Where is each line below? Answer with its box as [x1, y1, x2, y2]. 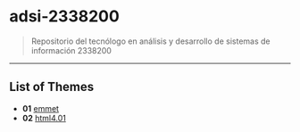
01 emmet [21, 103, 60, 113]
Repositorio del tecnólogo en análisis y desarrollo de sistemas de [30, 36, 271, 46]
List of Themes [9, 79, 95, 95]
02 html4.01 [21, 112, 67, 123]
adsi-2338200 [9, 6, 121, 27]
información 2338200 [30, 45, 112, 55]
